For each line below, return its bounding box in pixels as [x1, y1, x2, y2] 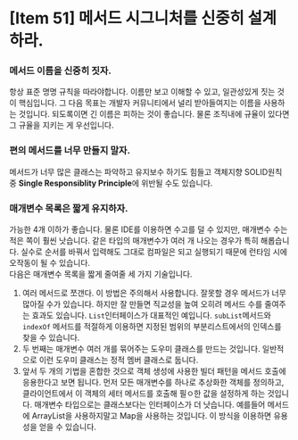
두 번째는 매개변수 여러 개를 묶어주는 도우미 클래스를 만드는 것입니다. [21, 344, 261, 354]
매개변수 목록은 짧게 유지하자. [9, 202, 128, 214]
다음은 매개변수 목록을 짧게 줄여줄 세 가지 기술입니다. [9, 269, 193, 279]
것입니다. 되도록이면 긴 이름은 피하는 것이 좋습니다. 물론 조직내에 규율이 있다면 [18, 109, 290, 120]
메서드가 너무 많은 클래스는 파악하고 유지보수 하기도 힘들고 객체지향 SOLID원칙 [9, 166, 283, 177]
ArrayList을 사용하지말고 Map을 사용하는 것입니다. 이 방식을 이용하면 [31, 411, 272, 421]
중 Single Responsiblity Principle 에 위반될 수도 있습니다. [9, 178, 213, 188]
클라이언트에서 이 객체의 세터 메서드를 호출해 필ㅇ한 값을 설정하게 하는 [21, 388, 266, 399]
